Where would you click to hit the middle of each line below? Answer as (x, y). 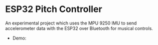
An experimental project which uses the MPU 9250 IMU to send (71, 23)
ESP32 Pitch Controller (54, 9)
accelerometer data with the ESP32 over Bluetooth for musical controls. (79, 28)
